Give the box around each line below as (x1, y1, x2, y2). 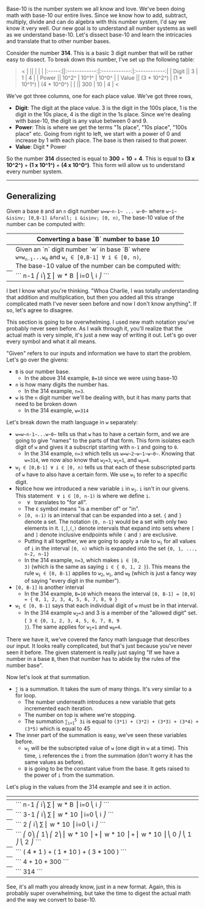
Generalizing (6, 191, 56, 202)
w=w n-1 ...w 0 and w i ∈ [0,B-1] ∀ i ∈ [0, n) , (15, 252, 142, 262)
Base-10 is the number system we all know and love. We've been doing (6, 5, 185, 12)
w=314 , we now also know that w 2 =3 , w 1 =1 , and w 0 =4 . (24, 456, 151, 464)
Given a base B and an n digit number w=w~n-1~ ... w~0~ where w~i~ (6, 207, 178, 215)
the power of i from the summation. (24, 771, 115, 779)
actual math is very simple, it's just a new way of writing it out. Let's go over (6, 331, 197, 338)
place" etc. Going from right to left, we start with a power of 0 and (15, 130, 181, 137)
